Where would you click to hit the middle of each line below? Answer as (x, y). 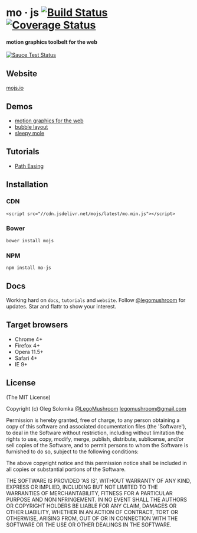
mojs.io (15, 88)
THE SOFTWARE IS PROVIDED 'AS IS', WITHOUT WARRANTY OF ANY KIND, (99, 480)
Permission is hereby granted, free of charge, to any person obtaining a (93, 420)
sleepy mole (29, 134)
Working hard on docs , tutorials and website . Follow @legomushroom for (96, 300)
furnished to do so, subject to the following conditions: (72, 451)
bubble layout (31, 127)
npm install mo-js (29, 268)
